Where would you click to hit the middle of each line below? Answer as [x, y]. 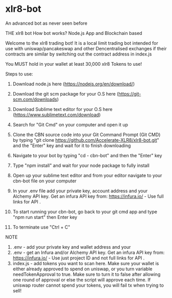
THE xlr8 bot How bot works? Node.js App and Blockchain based [74, 33]
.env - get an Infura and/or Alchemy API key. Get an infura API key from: [89, 252]
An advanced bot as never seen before [46, 23]
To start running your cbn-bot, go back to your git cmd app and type [85, 212]
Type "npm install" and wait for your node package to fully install [81, 165]
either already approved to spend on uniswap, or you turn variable [82, 269]
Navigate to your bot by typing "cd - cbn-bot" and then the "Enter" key [87, 155]
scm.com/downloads [35, 99]
